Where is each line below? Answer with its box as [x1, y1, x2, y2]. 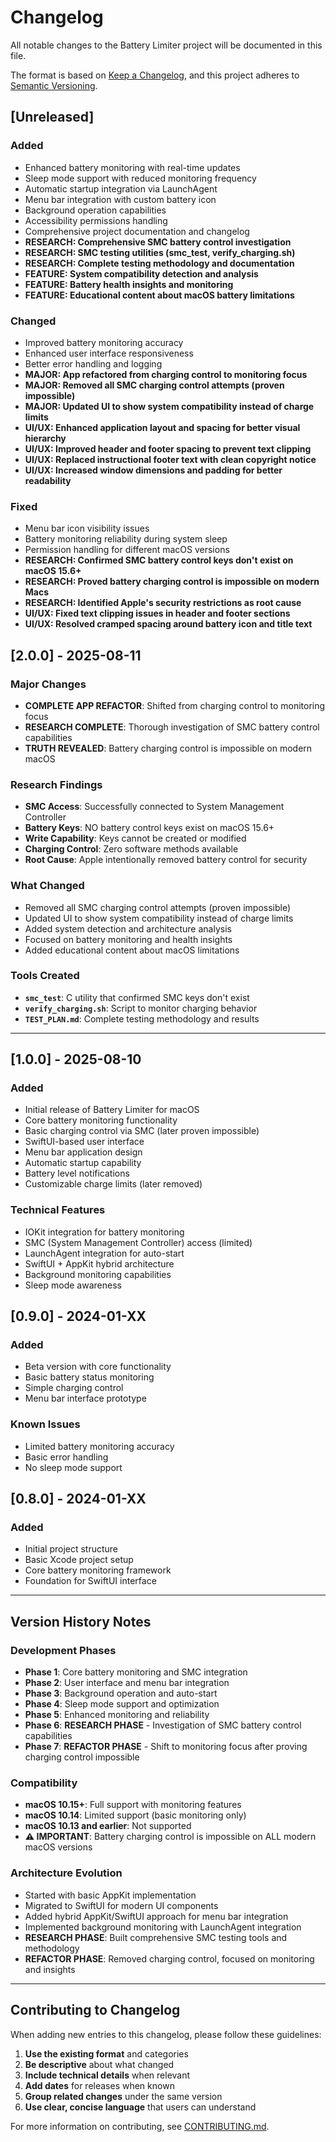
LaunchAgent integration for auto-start [24, 1247, 185, 1259]
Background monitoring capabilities [24, 1268, 172, 1280]
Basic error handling [24, 1451, 109, 1463]
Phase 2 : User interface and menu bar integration [24, 1677, 230, 1689]
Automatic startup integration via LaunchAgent [24, 182, 218, 195]
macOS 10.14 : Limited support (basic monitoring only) [24, 1809, 247, 1821]
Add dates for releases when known [24, 2079, 175, 2091]
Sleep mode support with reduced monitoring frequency [24, 172, 257, 184]
